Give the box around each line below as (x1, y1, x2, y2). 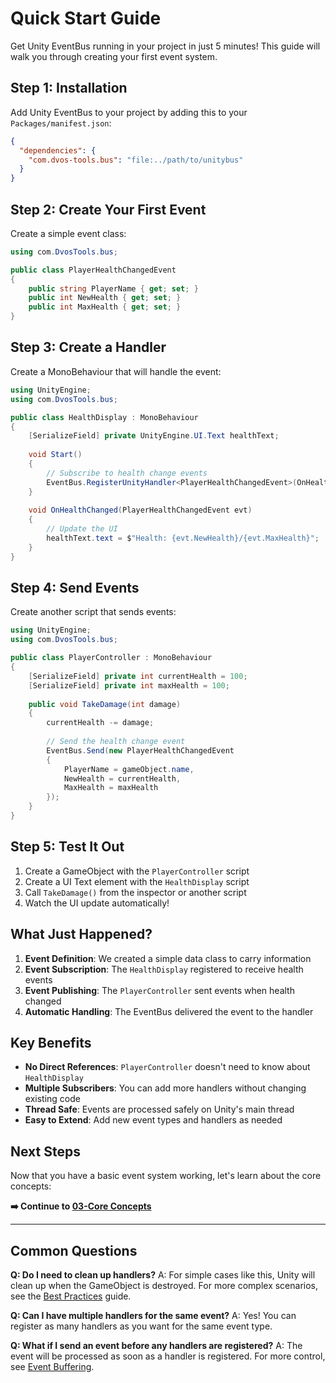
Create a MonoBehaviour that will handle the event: (10, 365, 222, 377)
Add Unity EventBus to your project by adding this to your (10, 106, 248, 118)
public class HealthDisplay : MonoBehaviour (10, 412, 199, 422)
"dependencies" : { (19, 145, 97, 156)
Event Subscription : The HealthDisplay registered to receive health (24, 963, 304, 975)
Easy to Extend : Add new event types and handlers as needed (24, 1114, 283, 1126)
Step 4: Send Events (10, 580, 140, 597)
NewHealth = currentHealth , (63, 773, 182, 784)
